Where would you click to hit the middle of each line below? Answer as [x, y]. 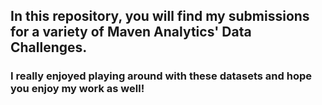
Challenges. [49, 47]
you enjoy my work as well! [77, 89]
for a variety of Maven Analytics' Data [131, 32]
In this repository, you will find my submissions [160, 16]
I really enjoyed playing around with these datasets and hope [161, 76]
